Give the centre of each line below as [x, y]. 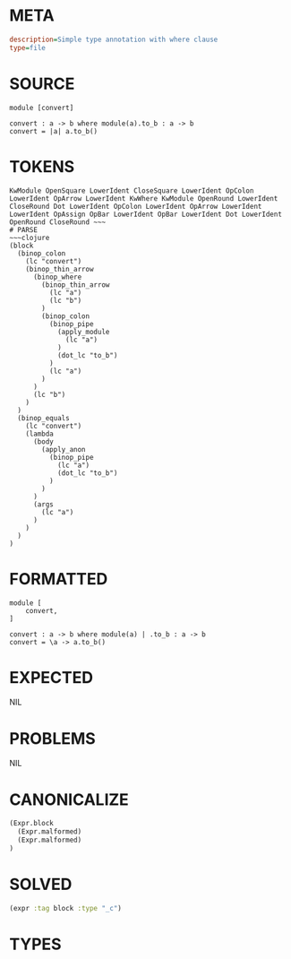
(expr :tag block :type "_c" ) [66, 908]
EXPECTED [51, 677]
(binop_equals [43, 418]
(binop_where [57, 277]
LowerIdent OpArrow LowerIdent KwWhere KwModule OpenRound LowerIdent [144, 198]
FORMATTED [59, 579]
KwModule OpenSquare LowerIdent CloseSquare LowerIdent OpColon [132, 190]
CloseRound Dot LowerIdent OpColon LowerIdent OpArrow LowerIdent [136, 206]
